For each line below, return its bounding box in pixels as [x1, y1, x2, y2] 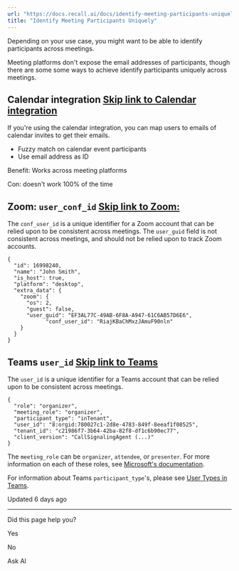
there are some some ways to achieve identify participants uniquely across [7, 65, 228, 74]
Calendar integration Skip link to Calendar [7, 93, 197, 105]
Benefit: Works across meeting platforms [7, 166, 127, 175]
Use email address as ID [17, 152, 89, 161]
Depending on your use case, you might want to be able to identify [7, 36, 203, 45]
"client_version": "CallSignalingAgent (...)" [14, 433, 154, 441]
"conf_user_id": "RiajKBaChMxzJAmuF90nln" [45, 318, 174, 326]
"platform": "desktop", [14, 281, 84, 288]
